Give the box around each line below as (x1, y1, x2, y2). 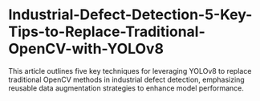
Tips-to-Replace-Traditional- (8, 22, 206, 41)
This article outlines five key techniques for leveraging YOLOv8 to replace (8, 66, 252, 75)
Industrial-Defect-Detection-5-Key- (8, 6, 253, 24)
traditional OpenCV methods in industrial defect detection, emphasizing (8, 75, 245, 84)
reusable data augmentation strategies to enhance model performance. (8, 83, 245, 93)
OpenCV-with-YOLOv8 (8, 40, 165, 58)
